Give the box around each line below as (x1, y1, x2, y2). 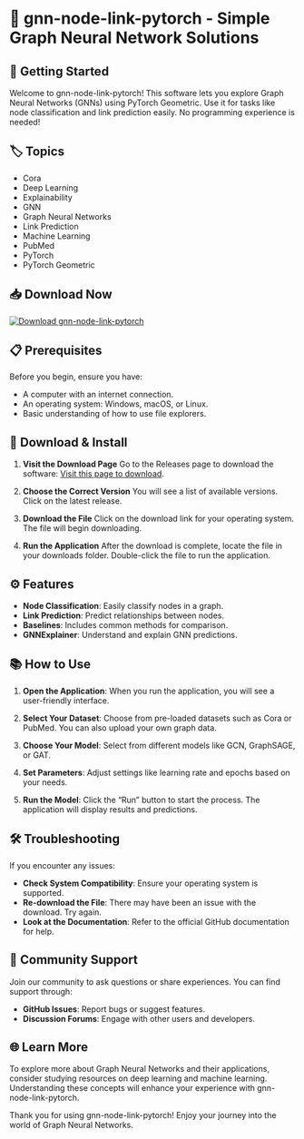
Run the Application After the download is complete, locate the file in (22, 540, 283, 552)
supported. (22, 887, 64, 898)
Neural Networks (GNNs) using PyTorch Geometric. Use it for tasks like (9, 97, 276, 108)
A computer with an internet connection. (22, 389, 174, 400)
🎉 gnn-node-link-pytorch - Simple (9, 8, 270, 29)
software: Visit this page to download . (22, 468, 165, 479)
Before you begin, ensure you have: (9, 371, 142, 382)
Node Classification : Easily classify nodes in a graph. (22, 601, 224, 612)
